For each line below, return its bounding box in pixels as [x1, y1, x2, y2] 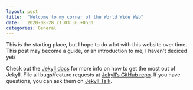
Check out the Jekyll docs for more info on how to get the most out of [6, 65, 176, 72]
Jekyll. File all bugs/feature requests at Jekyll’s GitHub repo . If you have [6, 71, 181, 78]
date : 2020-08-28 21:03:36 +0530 [6, 19, 94, 25]
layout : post [6, 8, 38, 15]
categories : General [6, 25, 57, 31]
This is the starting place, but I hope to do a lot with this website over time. [6, 41, 188, 48]
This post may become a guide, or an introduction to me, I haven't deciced [6, 48, 188, 55]
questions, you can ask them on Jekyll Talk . [6, 78, 113, 85]
